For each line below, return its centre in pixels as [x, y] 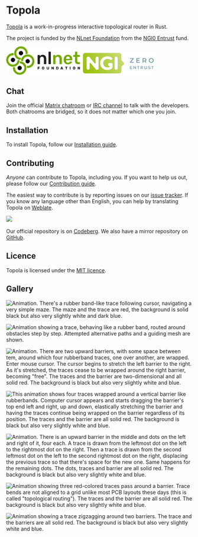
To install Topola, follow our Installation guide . [62, 145]
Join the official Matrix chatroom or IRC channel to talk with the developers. [98, 105]
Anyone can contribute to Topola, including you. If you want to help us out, [97, 177]
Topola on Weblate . [30, 207]
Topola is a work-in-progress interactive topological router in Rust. [87, 27]
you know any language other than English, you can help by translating [92, 201]
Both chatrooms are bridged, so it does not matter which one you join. [91, 112]
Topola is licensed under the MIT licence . [56, 270]
